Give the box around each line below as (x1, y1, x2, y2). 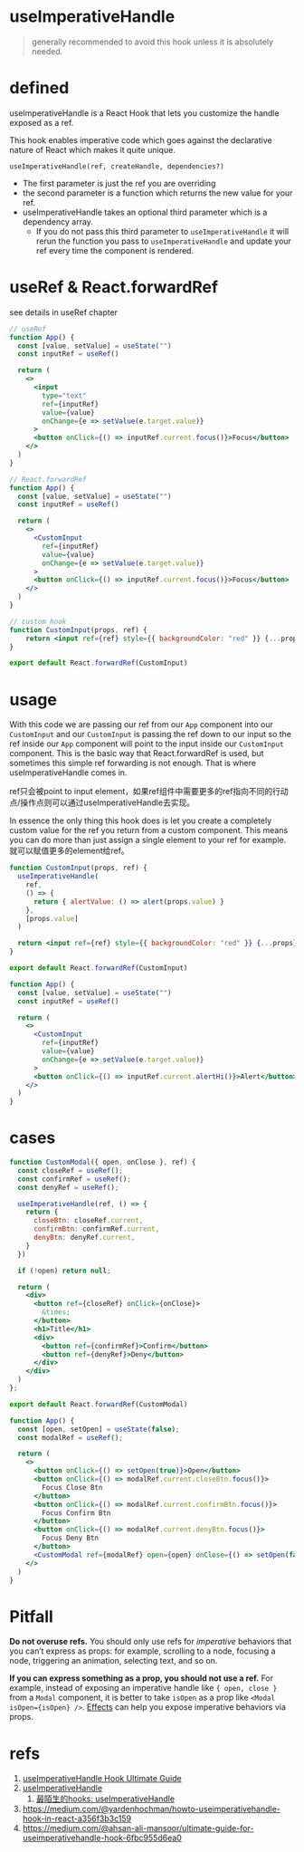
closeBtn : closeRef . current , (33, 1216, 144, 1225)
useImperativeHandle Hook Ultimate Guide (22, 1773, 183, 1784)
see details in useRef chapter (9, 306, 119, 318)
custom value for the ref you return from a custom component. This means (9, 825, 289, 836)
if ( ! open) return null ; (17, 1266, 111, 1275)
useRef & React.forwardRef (9, 277, 219, 298)
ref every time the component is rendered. (35, 245, 195, 255)
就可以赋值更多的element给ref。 (9, 845, 129, 857)
